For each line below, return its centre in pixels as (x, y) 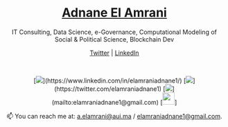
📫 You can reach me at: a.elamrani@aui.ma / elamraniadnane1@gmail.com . (114, 116)
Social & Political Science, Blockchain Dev (114, 39)
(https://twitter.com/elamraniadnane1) (108, 89)
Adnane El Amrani (114, 13)
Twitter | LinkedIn (114, 53)
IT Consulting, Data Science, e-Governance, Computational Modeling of (114, 32)
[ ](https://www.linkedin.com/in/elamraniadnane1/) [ (110, 81)
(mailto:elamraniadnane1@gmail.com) (105, 102)
